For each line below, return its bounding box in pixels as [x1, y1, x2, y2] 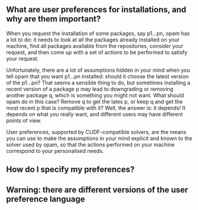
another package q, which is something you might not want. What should [6, 91, 184, 98]
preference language [6, 194, 85, 204]
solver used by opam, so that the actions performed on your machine [6, 141, 175, 148]
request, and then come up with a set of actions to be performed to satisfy [6, 49, 188, 56]
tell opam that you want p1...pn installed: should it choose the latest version [6, 72, 189, 79]
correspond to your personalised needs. [6, 147, 104, 154]
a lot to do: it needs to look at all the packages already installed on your [6, 36, 180, 43]
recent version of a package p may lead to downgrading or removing [6, 85, 173, 93]
